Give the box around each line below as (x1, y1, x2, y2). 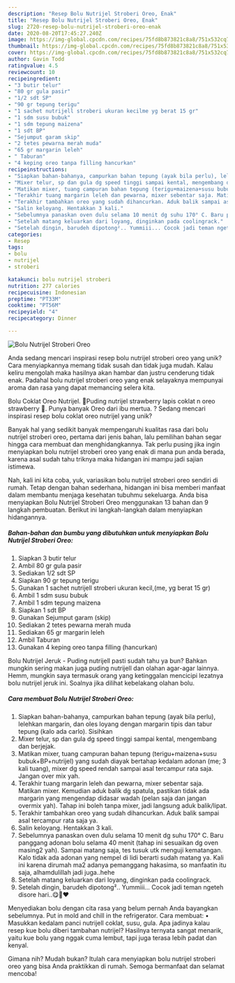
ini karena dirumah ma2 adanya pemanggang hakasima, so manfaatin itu (17, 860, 227, 869)
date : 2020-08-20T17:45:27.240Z (8, 29, 102, 37)
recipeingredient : (8, 75, 61, 82)
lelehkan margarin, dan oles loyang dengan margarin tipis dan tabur (17, 720, 213, 728)
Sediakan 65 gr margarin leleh (17, 628, 105, 636)
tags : (8, 244, 24, 251)
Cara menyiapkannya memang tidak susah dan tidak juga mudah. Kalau (8, 361, 213, 369)
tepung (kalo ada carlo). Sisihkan (17, 727, 114, 735)
